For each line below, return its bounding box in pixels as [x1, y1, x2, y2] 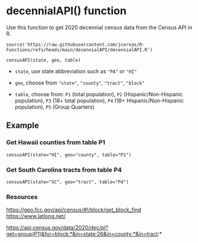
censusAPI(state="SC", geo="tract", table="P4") [6, 179, 129, 185]
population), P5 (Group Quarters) [14, 103, 95, 111]
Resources [6, 192, 38, 201]
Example [6, 121, 39, 131]
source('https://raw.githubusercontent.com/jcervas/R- [6, 42, 145, 48]
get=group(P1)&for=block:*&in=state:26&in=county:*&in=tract [6, 231, 158, 238]
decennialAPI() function [6, 4, 127, 18]
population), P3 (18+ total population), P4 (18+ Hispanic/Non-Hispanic [14, 97, 184, 104]
